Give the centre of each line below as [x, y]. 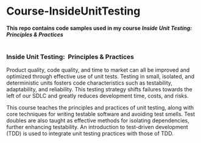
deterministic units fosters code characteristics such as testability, [89, 83]
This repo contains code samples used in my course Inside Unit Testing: [99, 28]
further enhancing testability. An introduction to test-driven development [97, 127]
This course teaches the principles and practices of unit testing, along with [100, 108]
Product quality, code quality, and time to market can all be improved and [98, 70]
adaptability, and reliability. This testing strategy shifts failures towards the [100, 89]
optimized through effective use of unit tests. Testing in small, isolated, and [100, 77]
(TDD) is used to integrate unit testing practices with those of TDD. [90, 134]
